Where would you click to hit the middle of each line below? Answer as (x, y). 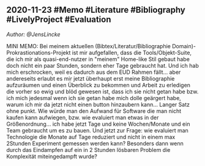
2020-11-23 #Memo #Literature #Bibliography (96, 10)
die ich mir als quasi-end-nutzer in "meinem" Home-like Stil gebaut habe (98, 59)
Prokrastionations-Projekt (39, 52)
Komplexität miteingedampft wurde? (52, 156)
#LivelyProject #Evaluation (59, 20)
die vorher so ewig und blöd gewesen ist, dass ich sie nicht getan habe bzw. (102, 92)
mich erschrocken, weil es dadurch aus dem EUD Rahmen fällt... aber (94, 72)
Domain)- (184, 46)
